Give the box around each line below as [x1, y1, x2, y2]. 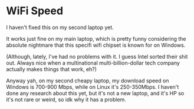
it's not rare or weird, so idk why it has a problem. [6, 96, 127, 103]
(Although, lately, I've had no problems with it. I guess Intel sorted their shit [6, 53, 188, 60]
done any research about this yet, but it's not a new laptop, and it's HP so [6, 89, 185, 97]
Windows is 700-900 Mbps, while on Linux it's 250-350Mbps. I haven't [6, 83, 179, 90]
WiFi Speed [6, 4, 64, 18]
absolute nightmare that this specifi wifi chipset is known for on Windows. [6, 41, 186, 49]
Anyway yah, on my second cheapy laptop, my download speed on [6, 77, 169, 84]
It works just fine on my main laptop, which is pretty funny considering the [6, 35, 186, 42]
